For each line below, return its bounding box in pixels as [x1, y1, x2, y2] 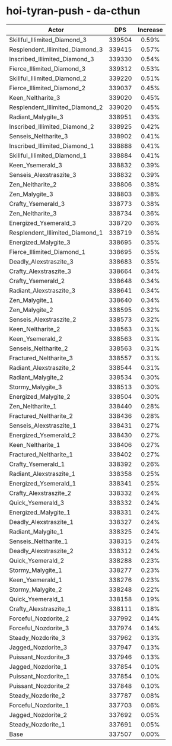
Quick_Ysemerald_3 [9, 499, 65, 507]
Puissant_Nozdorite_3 [9, 653, 70, 661]
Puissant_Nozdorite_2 [9, 681, 70, 690]
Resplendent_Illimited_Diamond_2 [9, 103, 103, 111]
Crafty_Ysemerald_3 [9, 199, 65, 208]
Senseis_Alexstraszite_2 [9, 315, 77, 323]
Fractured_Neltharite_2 [9, 411, 73, 420]
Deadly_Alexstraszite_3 [9, 257, 74, 265]
